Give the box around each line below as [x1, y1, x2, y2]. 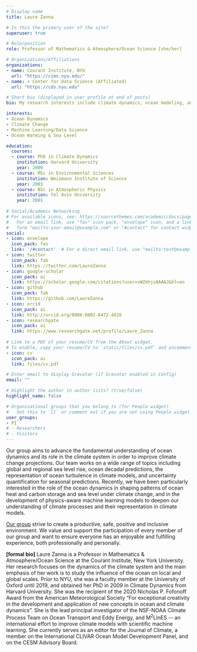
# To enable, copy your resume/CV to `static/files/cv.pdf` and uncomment [6, 344, 193, 351]
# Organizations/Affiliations [6, 57, 80, 63]
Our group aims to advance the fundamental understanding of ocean [6, 447, 172, 454]
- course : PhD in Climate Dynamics [11, 154, 98, 160]
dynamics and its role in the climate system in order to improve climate [6, 453, 177, 460]
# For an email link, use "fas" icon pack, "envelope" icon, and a [6, 219, 180, 225]
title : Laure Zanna [6, 14, 54, 20]
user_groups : [6, 415, 38, 420]
